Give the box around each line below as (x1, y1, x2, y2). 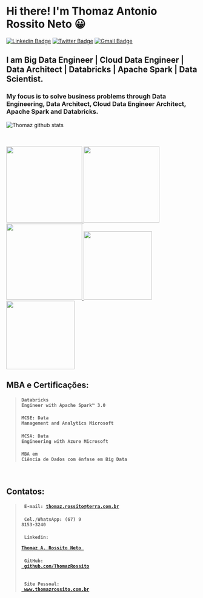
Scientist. (6, 74, 44, 85)
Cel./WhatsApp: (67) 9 (24, 516, 82, 523)
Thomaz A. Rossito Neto (21, 545, 82, 551)
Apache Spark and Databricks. (6, 108, 99, 116)
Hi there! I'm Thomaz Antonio (6, 4, 158, 18)
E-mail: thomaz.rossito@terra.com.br (24, 503, 119, 509)
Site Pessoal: (24, 581, 60, 588)
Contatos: (6, 487, 45, 497)
